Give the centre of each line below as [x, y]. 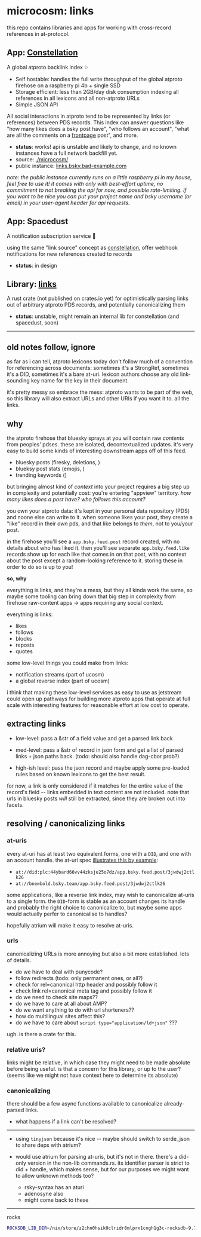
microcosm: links [50, 11]
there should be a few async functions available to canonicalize [85, 1104]
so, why [17, 578]
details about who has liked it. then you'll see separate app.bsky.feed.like [98, 548]
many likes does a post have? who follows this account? [76, 499]
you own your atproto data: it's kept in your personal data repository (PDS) [98, 511]
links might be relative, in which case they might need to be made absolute [98, 1063]
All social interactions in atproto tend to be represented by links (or [89, 116]
